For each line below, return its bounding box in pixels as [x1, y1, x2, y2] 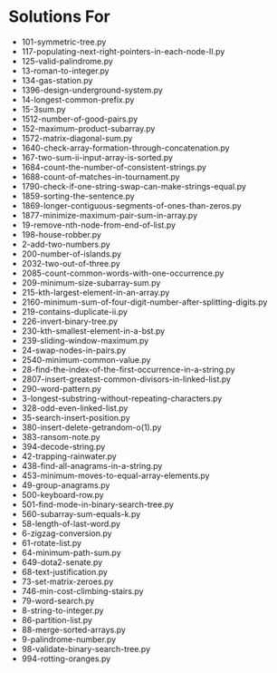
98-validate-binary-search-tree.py [21, 643, 151, 654]
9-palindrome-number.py [21, 633, 117, 645]
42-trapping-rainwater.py [21, 451, 117, 462]
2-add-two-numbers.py [21, 239, 110, 249]
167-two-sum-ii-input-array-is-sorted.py [21, 151, 174, 162]
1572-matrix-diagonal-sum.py [21, 132, 133, 143]
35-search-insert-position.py [21, 412, 130, 423]
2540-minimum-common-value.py [21, 354, 151, 365]
